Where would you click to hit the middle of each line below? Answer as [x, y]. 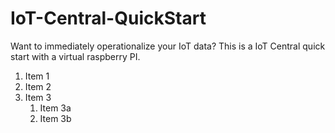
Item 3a [55, 108]
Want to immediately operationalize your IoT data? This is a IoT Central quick [168, 46]
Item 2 [38, 86]
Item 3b [55, 118]
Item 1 [37, 76]
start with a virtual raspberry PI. [75, 56]
